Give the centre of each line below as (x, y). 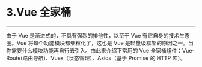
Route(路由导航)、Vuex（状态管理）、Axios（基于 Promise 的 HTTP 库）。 (96, 58)
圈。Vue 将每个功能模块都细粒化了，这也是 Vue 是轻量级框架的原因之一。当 (100, 43)
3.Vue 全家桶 (39, 12)
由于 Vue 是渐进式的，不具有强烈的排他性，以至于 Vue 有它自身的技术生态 (98, 35)
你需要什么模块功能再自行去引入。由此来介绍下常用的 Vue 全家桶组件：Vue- (100, 50)
